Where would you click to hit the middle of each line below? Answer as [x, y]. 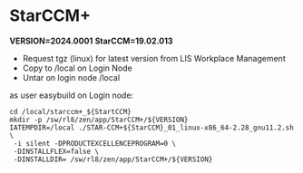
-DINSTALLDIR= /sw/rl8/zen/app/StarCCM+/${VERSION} [113, 159]
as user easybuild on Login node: [72, 95]
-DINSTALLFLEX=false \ [56, 151]
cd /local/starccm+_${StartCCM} [70, 111]
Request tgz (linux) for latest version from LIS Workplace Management [154, 58]
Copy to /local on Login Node [78, 68]
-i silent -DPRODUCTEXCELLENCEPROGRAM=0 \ [95, 143]
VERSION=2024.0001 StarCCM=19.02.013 [92, 41]
